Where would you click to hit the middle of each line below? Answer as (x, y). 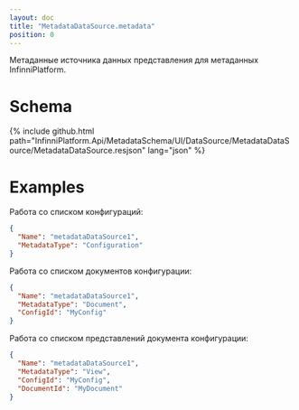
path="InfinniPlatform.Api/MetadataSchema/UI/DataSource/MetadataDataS (149, 141)
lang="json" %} (177, 151)
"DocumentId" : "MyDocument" (70, 388)
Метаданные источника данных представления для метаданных (134, 61)
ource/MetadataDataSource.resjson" (78, 151)
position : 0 (32, 34)
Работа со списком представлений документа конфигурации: (129, 339)
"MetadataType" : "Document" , (72, 304)
